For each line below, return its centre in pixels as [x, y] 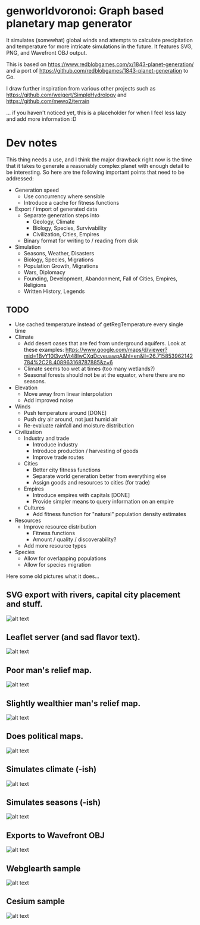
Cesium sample [36, 901]
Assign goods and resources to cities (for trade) [91, 482]
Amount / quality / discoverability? [74, 539]
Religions [35, 285]
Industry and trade [46, 438]
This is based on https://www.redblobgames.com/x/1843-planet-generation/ [100, 64]
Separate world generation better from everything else [99, 476]
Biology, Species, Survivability [70, 228]
